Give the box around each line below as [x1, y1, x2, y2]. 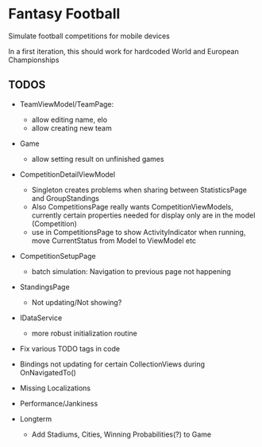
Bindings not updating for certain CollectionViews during [19, 359, 205, 369]
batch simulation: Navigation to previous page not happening [31, 266, 232, 276]
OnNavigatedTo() [19, 367, 77, 377]
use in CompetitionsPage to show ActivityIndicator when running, [31, 227, 246, 237]
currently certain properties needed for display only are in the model [31, 210, 256, 220]
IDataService [19, 312, 63, 323]
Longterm [19, 414, 52, 423]
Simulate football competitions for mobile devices [8, 31, 171, 41]
